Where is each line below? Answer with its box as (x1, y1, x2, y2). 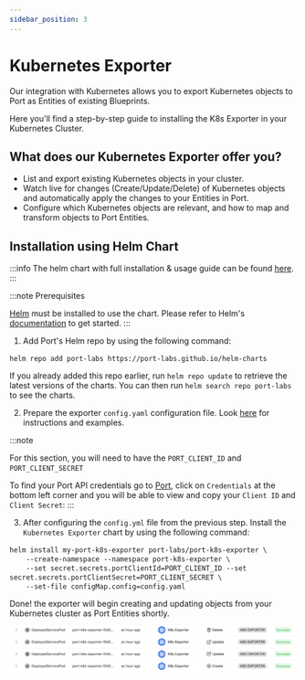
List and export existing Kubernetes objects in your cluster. (22, 174, 245, 185)
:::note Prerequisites (9, 291, 85, 302)
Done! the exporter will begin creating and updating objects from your (9, 599, 272, 610)
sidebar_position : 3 (9, 15, 89, 24)
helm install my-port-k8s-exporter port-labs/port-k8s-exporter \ (9, 546, 268, 555)
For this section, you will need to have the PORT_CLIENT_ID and (9, 452, 242, 463)
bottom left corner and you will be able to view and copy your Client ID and (9, 490, 296, 501)
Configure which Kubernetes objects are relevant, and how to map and (22, 202, 289, 214)
